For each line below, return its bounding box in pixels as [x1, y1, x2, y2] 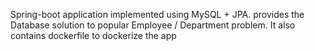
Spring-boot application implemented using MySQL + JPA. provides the [10, 9, 305, 20]
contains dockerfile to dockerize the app [10, 30, 177, 41]
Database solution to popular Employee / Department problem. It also [10, 19, 296, 31]
